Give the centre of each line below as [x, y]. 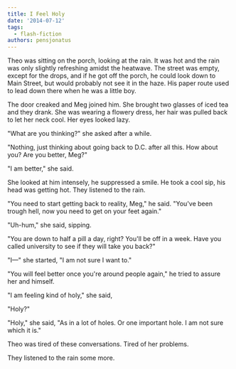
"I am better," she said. [41, 169]
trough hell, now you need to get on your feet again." [85, 211]
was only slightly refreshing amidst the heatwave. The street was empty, [113, 68]
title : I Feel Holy [36, 14]
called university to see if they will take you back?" [82, 247]
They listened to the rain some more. [61, 358]
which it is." [24, 331]
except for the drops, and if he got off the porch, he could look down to [112, 76]
